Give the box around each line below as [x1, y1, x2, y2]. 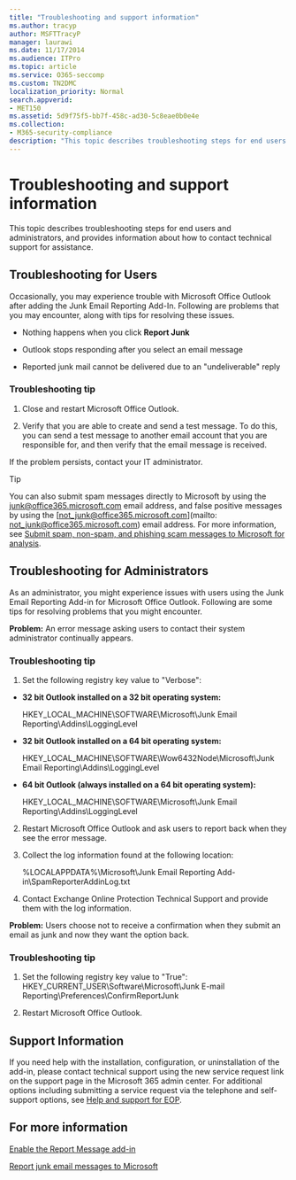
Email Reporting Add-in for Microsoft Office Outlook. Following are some [9, 596, 273, 607]
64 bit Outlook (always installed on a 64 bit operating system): [21, 779, 256, 789]
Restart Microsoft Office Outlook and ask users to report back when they [21, 823, 287, 834]
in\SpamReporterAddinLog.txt [21, 876, 131, 887]
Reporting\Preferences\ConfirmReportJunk [21, 990, 179, 1001]
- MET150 [9, 104, 42, 113]
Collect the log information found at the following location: [21, 850, 234, 860]
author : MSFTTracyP [9, 29, 81, 38]
